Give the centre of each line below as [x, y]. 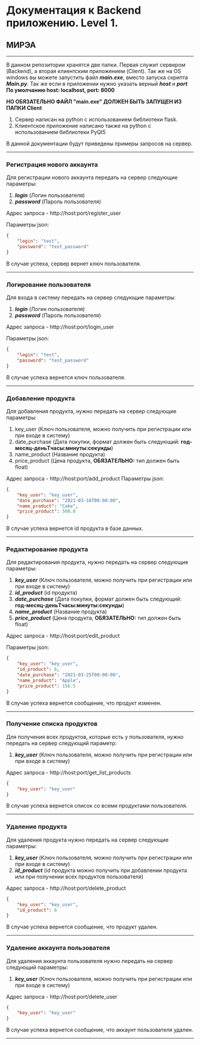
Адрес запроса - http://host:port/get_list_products [68, 772]
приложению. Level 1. [62, 23]
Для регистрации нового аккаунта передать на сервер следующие [92, 178]
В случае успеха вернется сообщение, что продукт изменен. [84, 703]
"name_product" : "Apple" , [49, 680]
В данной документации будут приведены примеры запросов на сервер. [99, 144]
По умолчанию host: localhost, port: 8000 [60, 90]
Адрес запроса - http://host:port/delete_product [66, 888]
